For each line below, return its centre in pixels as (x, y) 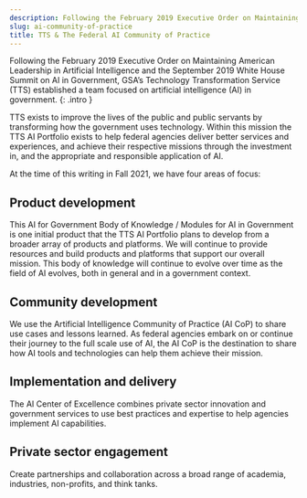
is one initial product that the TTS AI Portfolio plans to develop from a (139, 235)
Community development (84, 302)
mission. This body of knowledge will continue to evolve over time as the (146, 264)
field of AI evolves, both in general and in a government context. (130, 273)
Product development (73, 202)
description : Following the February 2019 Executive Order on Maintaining (155, 18)
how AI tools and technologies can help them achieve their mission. (136, 353)
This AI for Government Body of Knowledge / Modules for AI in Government (152, 225)
